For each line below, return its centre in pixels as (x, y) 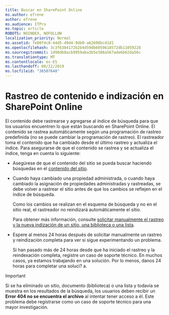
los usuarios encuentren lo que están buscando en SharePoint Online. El (80, 126)
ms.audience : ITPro (26, 24)
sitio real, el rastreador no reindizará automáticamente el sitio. (77, 209)
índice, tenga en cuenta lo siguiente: (43, 153)
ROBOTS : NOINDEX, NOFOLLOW (34, 33)
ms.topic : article (24, 29)
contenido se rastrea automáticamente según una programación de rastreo (83, 132)
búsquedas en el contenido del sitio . (50, 168)
